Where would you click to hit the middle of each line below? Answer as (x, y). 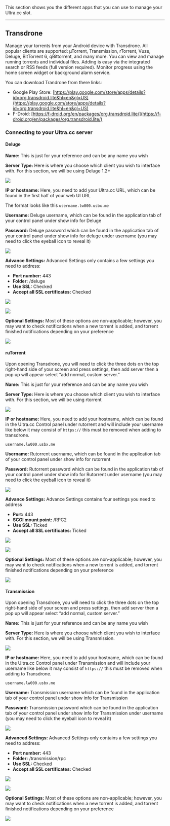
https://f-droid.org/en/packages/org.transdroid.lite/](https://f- (97, 114)
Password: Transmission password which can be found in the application (82, 708)
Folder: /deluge (29, 281)
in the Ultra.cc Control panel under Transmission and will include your (78, 663)
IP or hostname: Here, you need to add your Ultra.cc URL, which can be (80, 190)
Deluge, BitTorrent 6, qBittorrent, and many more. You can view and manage (85, 56)
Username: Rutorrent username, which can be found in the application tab (83, 454)
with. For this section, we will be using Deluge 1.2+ (58, 171)
